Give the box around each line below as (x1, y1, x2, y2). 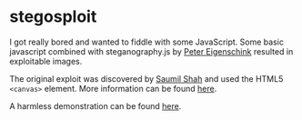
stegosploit (9, 6, 97, 27)
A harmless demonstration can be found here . (9, 100, 182, 111)
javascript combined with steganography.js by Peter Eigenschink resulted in (9, 45, 294, 56)
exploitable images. (9, 55, 83, 66)
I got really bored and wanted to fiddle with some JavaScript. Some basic (9, 36, 285, 47)
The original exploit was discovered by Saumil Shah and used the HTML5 (9, 73, 284, 84)
